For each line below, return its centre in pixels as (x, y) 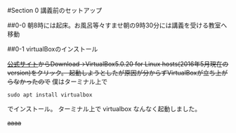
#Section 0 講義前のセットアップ (55, 10)
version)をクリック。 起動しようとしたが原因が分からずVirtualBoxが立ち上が (118, 73)
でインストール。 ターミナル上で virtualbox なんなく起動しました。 (104, 109)
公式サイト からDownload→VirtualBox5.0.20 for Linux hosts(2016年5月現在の (118, 64)
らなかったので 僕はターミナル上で (57, 82)
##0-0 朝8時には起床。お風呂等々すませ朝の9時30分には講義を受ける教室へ (117, 25)
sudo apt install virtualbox (50, 95)
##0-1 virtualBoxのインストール (53, 49)
